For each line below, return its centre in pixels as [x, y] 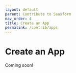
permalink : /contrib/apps [31, 28]
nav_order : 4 [18, 18]
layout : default [22, 9]
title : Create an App [27, 23]
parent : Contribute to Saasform [38, 14]
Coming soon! [19, 65]
